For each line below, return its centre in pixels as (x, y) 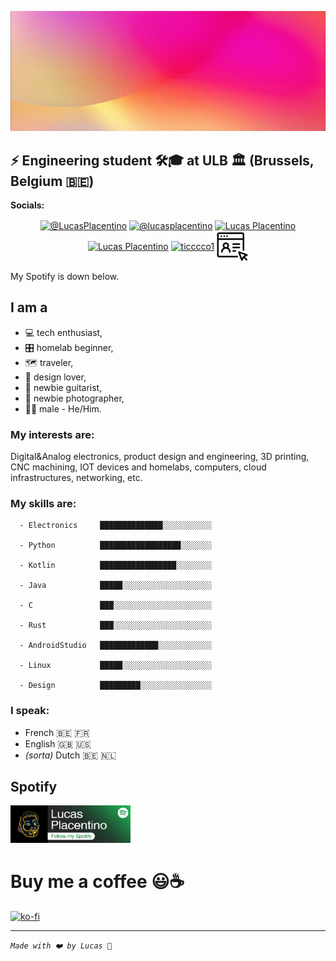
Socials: (27, 205)
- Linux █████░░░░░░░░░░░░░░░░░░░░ (116, 666)
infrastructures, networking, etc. (76, 478)
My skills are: (43, 503)
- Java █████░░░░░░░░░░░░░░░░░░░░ (116, 586)
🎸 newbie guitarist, (63, 387)
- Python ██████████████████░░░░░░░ (116, 546)
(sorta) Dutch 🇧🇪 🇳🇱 (70, 755)
